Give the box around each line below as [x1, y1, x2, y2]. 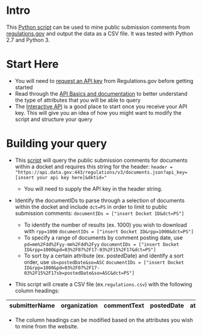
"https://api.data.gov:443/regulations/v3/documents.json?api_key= [14, 169, 188, 175]
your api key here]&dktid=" [37, 174, 107, 180]
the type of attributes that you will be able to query [14, 96, 141, 103]
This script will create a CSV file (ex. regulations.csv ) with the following [14, 280, 192, 287]
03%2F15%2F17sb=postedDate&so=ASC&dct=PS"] [23, 270, 135, 276]
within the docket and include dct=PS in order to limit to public [14, 203, 168, 211]
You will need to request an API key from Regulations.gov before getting [14, 77, 194, 84]
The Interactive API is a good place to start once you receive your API [14, 103, 188, 110]
